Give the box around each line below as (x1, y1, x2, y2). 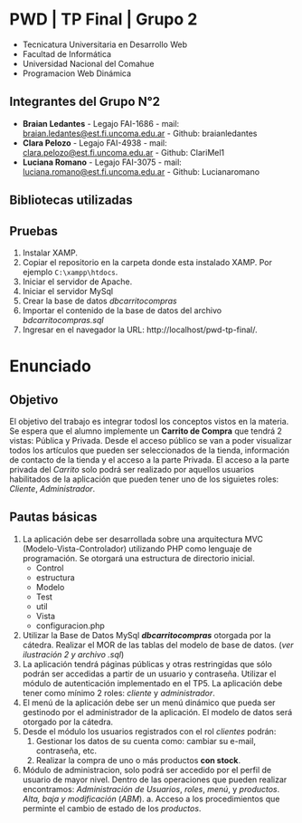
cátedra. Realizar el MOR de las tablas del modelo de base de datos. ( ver (22, 639, 294, 650)
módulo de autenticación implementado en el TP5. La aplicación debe (22, 677, 283, 688)
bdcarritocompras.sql (22, 314, 104, 325)
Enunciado (9, 356, 92, 377)
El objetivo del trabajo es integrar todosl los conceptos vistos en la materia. (9, 416, 289, 426)
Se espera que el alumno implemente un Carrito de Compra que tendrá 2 (9, 426, 283, 436)
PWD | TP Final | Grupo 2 (9, 9, 198, 30)
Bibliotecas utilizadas (9, 193, 133, 208)
